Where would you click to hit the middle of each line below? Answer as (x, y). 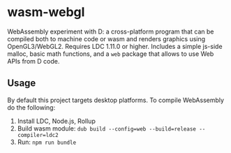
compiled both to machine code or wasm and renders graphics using (106, 38)
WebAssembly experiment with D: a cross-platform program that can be (111, 31)
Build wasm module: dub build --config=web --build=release (107, 128)
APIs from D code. (33, 61)
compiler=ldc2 (38, 135)
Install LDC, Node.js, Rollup (56, 121)
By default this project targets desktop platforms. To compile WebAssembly (116, 100)
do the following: (31, 107)
